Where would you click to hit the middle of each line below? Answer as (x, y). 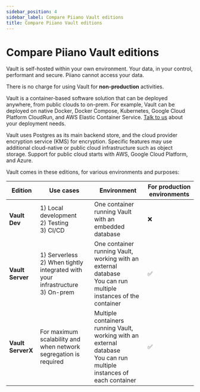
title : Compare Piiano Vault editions (54, 23)
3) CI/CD (52, 230)
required (52, 362)
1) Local (51, 208)
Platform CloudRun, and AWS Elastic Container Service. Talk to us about (95, 118)
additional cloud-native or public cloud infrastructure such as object (90, 148)
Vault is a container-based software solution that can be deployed (87, 98)
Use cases (64, 190)
